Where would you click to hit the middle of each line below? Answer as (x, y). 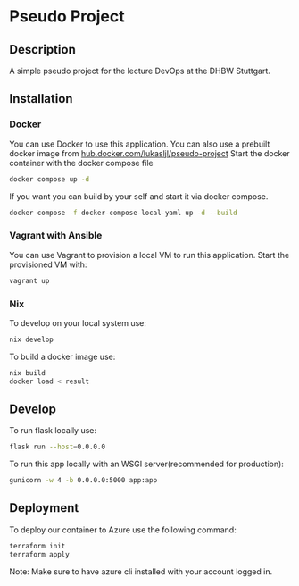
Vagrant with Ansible (56, 236)
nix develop (31, 339)
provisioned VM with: (48, 264)
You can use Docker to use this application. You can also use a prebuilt (140, 144)
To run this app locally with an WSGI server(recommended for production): (146, 464)
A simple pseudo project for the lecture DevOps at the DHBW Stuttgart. (140, 71)
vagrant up (29, 280)
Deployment (44, 508)
